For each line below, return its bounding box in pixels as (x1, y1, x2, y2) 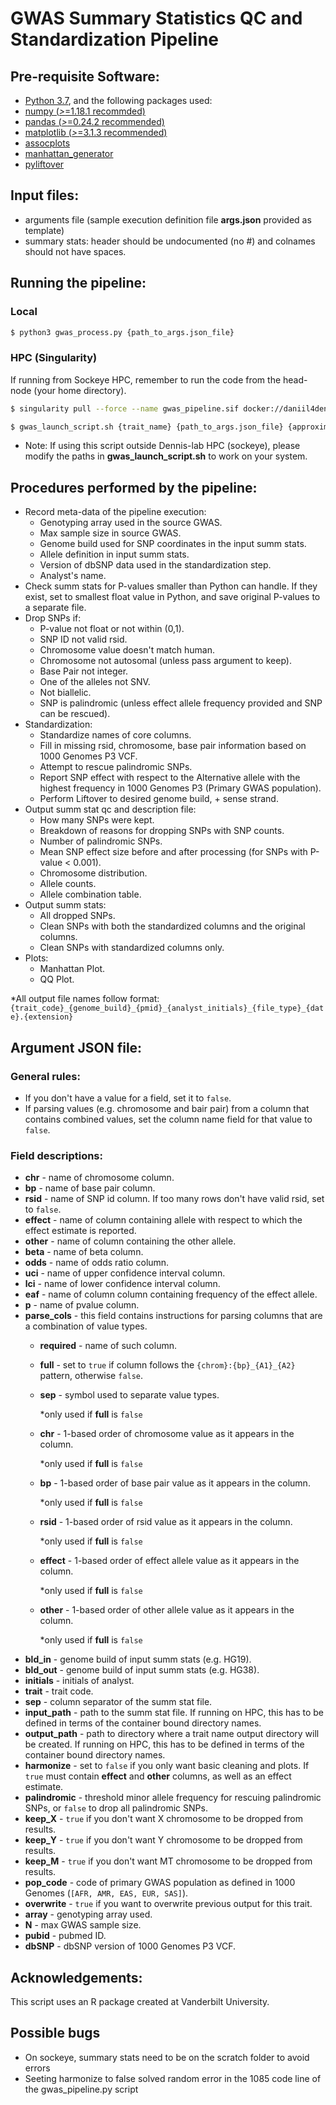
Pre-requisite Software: (10, 68, 160, 85)
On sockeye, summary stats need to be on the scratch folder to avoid (24, 2051, 310, 2063)
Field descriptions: (10, 1148, 103, 1162)
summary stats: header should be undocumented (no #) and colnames (24, 235, 316, 247)
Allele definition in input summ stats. (39, 548, 190, 561)
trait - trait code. (24, 1685, 94, 1697)
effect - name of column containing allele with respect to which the (24, 1214, 303, 1226)
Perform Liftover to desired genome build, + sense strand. (39, 793, 279, 805)
